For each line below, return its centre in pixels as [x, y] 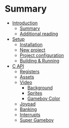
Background [40, 87]
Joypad [28, 104]
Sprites [35, 93]
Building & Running [39, 60]
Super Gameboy [37, 120]
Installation [31, 44]
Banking [28, 109]
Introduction [25, 23]
